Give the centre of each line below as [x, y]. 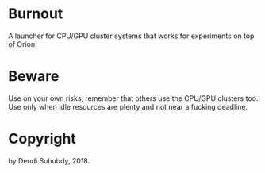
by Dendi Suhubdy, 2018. [49, 160]
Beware [34, 77]
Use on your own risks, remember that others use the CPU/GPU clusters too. [133, 98]
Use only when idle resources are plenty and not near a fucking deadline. [128, 106]
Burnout [36, 14]
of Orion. [23, 44]
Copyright [42, 139]
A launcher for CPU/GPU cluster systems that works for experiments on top [131, 36]
